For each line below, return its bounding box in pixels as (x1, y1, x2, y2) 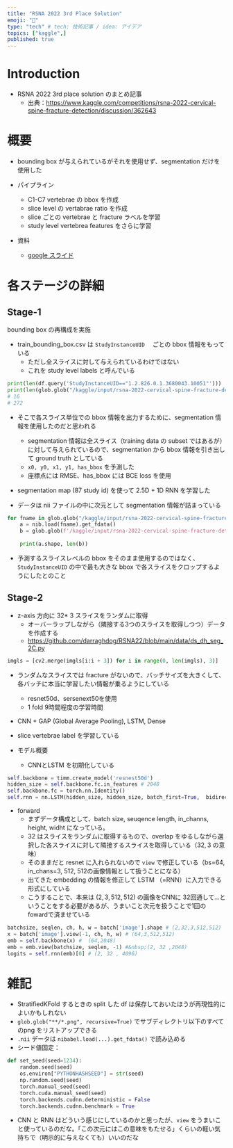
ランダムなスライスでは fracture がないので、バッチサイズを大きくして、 (17, 670, 225, 679)
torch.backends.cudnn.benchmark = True (19, 1103, 135, 1110)
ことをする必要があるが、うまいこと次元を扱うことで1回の (40, 902, 207, 910)
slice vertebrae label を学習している (17, 731, 120, 739)
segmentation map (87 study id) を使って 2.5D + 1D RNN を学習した (17, 486, 211, 494)
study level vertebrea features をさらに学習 (27, 222, 152, 229)
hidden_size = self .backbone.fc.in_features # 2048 (7, 781, 159, 788)
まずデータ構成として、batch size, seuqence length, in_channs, (27, 815, 209, 823)
